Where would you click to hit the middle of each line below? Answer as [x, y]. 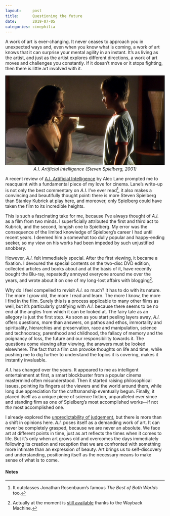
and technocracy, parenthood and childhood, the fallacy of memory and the [84, 333]
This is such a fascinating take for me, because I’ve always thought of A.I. [82, 216]
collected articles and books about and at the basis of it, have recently [78, 269]
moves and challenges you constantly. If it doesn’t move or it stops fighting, [84, 63]
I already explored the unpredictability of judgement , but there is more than [83, 417]
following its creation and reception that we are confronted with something [83, 444]
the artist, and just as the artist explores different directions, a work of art [81, 58]
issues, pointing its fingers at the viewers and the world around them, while [83, 386]
